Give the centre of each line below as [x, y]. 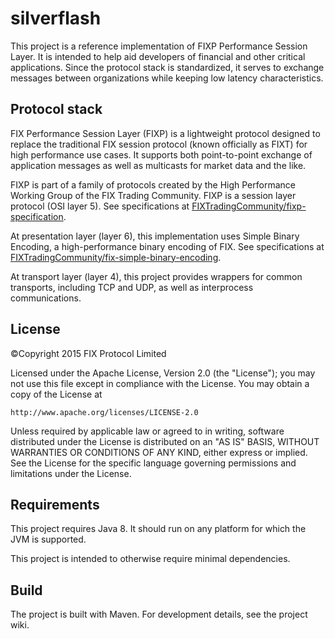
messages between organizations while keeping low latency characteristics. [167, 78]
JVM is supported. [48, 539]
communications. [46, 298]
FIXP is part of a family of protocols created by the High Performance [153, 184]
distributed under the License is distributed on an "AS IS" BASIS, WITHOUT [165, 441]
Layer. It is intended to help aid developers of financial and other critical [158, 56]
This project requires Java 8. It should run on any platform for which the [158, 529]
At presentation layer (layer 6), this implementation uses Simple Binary [155, 236]
